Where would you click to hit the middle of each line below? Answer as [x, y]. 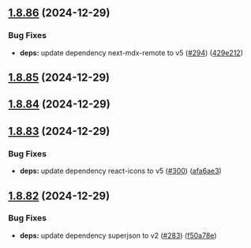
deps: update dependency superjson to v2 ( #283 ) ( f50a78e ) [118, 235]
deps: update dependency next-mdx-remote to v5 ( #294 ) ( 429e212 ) [131, 53]
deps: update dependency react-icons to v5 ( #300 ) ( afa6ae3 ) [121, 171]
